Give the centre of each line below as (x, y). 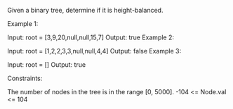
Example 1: (23, 24)
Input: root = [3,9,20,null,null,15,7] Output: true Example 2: (91, 37)
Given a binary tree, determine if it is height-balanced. (85, 10)
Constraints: (25, 78)
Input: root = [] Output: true (47, 65)
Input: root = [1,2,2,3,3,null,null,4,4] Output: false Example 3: (94, 51)
